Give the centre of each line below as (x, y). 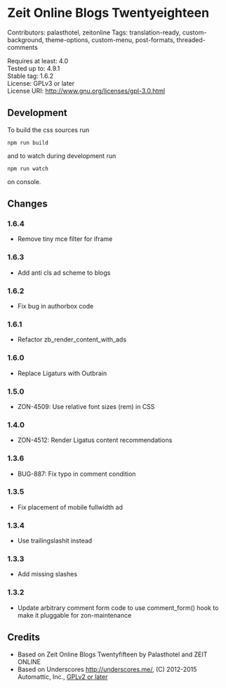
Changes (27, 204)
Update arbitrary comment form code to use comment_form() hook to (118, 608)
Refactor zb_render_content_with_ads (72, 339)
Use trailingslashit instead (55, 541)
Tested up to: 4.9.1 (34, 68)
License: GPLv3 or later (41, 83)
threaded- (191, 39)
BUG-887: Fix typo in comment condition (77, 474)
